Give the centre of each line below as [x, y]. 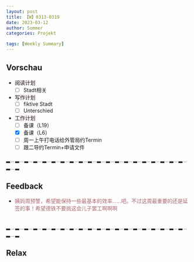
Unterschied [38, 110]
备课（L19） [38, 125]
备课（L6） [37, 133]
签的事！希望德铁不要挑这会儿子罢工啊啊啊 [66, 209]
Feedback [25, 186]
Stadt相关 [35, 90]
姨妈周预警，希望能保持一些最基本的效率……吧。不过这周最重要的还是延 [101, 201]
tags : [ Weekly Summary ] [35, 44]
